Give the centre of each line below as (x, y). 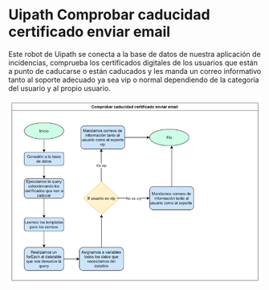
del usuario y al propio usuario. (59, 88)
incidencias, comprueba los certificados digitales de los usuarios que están (133, 63)
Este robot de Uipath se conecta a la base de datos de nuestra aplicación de (134, 54)
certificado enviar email (90, 32)
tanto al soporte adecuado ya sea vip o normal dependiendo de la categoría (134, 80)
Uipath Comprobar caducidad (109, 15)
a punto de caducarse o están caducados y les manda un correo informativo (135, 71)
